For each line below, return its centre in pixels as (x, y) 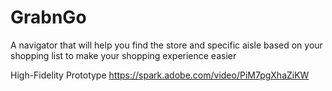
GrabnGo (48, 17)
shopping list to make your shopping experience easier (123, 55)
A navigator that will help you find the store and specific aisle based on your (166, 45)
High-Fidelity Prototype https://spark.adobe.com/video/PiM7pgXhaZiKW (160, 75)
